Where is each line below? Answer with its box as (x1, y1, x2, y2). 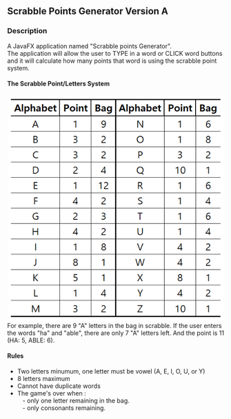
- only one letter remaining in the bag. (22, 396, 130, 405)
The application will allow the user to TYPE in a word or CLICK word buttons (7, 49, 223, 57)
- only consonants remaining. (22, 403, 106, 412)
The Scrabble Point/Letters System (7, 79, 110, 88)
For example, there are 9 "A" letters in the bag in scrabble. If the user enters (7, 321, 222, 329)
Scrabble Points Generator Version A (7, 6, 169, 17)
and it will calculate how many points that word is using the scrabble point (7, 57, 217, 65)
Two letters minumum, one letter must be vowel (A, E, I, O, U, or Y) (17, 367, 205, 375)
